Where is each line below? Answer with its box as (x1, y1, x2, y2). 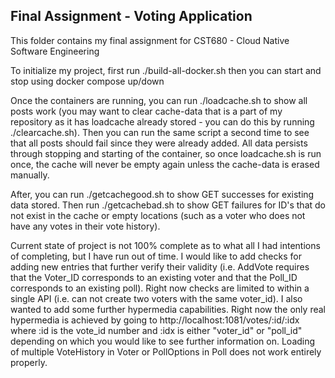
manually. (10, 169, 50, 181)
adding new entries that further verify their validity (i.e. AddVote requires (10, 260, 310, 273)
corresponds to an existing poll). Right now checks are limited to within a (10, 282, 310, 294)
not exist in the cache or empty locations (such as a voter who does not (10, 209, 306, 221)
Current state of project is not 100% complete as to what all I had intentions (10, 239, 321, 251)
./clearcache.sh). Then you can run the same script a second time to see (10, 126, 310, 138)
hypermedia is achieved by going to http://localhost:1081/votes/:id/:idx (10, 314, 300, 326)
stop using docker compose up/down (10, 75, 165, 87)
